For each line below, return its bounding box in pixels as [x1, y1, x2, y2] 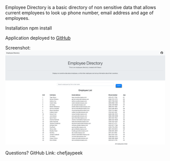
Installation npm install [5, 25, 52, 31]
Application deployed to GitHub [5, 35, 71, 41]
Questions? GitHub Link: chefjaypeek [5, 150, 83, 156]
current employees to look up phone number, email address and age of [5, 10, 154, 16]
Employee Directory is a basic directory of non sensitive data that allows [5, 5, 156, 10]
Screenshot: [5, 45, 31, 50]
